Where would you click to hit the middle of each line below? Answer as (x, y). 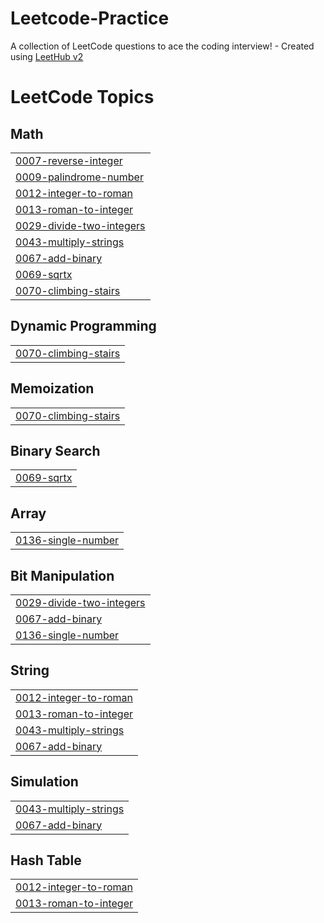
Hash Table (46, 860)
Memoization (52, 388)
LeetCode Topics (82, 97)
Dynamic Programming (83, 326)
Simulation (44, 782)
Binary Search (55, 450)
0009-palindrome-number (79, 177)
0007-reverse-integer (69, 160)
